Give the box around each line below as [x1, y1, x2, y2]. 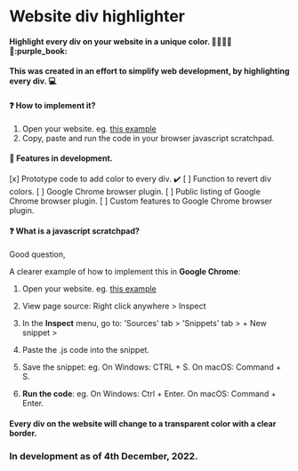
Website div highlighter [9, 6, 185, 27]
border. [9, 427, 37, 438]
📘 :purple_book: [9, 45, 68, 56]
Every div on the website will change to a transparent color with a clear [9, 418, 277, 428]
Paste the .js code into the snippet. [21, 344, 149, 355]
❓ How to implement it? [9, 100, 96, 110]
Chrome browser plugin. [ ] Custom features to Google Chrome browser [9, 196, 273, 206]
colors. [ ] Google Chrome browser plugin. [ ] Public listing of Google [9, 186, 261, 196]
